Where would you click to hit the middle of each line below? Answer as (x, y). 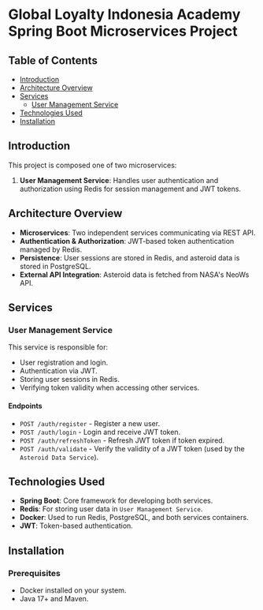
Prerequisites (34, 573)
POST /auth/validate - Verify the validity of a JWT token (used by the (132, 448)
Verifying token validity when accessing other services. (109, 387)
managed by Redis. (51, 249)
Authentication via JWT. (59, 371)
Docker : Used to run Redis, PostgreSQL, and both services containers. (134, 518)
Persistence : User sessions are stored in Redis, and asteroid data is (130, 257)
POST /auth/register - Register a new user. (89, 423)
